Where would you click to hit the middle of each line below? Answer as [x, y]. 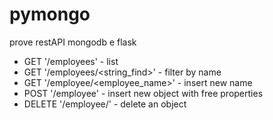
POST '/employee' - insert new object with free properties [143, 93]
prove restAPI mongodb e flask [73, 42]
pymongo [50, 14]
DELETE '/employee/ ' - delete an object [105, 104]
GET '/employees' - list [71, 61]
